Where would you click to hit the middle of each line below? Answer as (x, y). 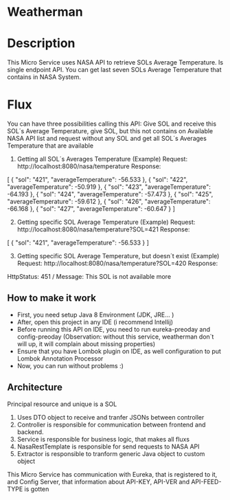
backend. (30, 432)
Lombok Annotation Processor (60, 359)
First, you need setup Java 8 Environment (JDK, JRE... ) (95, 315)
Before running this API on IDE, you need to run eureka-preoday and (114, 329)
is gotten (37, 489)
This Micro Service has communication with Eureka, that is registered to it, (112, 474)
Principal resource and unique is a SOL (62, 404)
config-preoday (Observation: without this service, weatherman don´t (115, 337)
